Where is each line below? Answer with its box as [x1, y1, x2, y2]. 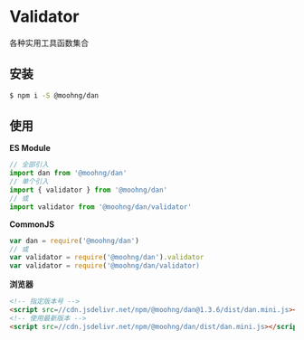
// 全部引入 [9, 160, 50, 169]
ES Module [9, 143, 52, 154]
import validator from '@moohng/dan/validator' [9, 202, 193, 212]
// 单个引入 [9, 177, 50, 186]
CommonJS [9, 219, 55, 230]
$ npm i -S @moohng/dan [9, 90, 100, 100]
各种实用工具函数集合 [9, 37, 89, 48]
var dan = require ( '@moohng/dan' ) [9, 236, 140, 245]
